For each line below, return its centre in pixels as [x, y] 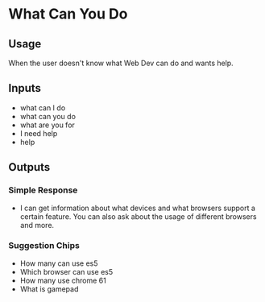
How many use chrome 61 [63, 280]
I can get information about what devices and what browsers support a [138, 208]
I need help [39, 133]
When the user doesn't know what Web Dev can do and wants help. [121, 63]
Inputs [25, 88]
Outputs [29, 167]
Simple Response [43, 190]
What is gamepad [49, 289]
